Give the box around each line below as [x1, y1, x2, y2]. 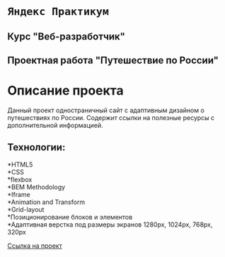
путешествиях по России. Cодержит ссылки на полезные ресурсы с [7, 113, 215, 121]
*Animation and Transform [7, 198, 86, 206]
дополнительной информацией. [7, 121, 103, 129]
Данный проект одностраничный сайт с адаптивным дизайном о [7, 106, 205, 114]
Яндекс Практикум [7, 5, 110, 18]
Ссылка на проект [7, 241, 62, 250]
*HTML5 [7, 160, 33, 169]
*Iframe [7, 190, 30, 198]
